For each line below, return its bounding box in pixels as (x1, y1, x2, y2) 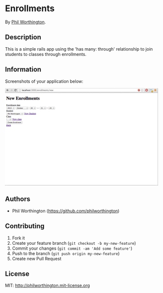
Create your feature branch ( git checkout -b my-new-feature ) (12, 240, 136, 246)
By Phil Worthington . (5, 19, 46, 25)
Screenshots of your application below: (5, 78, 83, 84)
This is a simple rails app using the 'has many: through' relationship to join (5, 46, 153, 52)
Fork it (12, 235, 25, 241)
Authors (5, 195, 31, 203)
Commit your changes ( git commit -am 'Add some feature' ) (12, 245, 132, 251)
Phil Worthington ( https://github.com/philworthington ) (12, 208, 120, 214)
